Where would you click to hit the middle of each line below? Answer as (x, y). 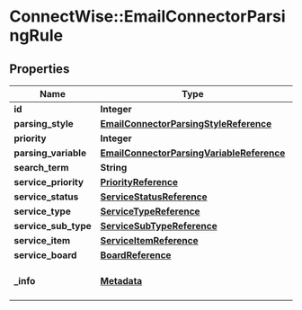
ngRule (36, 35)
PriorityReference (139, 182)
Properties (40, 69)
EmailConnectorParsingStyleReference (186, 124)
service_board (45, 255)
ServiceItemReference (150, 240)
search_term (41, 168)
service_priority (49, 182)
